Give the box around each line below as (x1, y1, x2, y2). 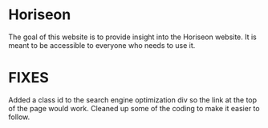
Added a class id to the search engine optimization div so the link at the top (8, 94, 258, 105)
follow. (8, 112, 30, 122)
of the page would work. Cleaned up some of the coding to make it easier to (8, 103, 260, 113)
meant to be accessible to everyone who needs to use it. (8, 40, 196, 50)
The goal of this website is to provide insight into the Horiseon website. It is (8, 32, 257, 42)
